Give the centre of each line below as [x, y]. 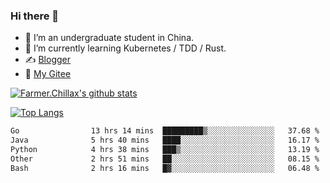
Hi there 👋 [35, 16]
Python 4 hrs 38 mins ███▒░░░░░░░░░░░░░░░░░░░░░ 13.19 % [165, 150]
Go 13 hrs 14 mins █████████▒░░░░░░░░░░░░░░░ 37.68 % [165, 131]
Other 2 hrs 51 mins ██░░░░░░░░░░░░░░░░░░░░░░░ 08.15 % [165, 159]
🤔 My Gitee [48, 74]
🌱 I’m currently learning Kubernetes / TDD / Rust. [125, 48]
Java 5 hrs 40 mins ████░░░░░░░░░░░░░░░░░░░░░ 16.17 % [165, 140]
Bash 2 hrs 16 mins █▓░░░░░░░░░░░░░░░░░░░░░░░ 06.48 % [165, 168]
